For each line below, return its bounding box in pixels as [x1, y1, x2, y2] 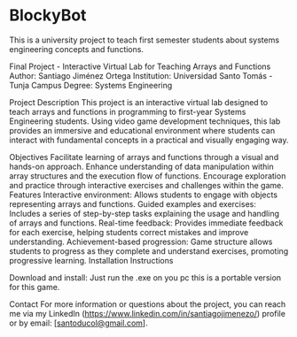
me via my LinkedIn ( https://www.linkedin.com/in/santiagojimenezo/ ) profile [9, 308, 286, 318]
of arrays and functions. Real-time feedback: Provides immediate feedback [9, 218, 284, 228]
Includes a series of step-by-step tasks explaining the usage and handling [9, 208, 279, 218]
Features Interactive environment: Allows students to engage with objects [9, 189, 277, 200]
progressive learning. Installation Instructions [9, 255, 174, 265]
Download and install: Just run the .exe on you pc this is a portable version [9, 272, 282, 283]
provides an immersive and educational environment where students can [9, 125, 276, 135]
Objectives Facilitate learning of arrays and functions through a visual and [9, 151, 279, 162]
